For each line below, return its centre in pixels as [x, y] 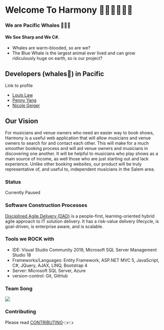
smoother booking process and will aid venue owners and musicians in [77, 148]
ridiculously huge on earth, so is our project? [57, 58]
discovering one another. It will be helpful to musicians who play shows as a [82, 153]
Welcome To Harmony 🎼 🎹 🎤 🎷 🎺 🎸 [69, 10]
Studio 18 [22, 255]
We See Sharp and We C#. [32, 37]
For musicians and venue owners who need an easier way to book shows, [80, 132]
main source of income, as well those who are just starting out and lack [77, 158]
